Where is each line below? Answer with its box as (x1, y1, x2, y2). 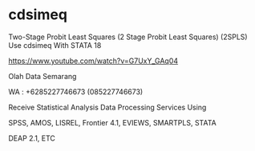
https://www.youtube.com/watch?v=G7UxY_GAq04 (8, 56, 179, 66)
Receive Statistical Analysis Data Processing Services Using (8, 102, 207, 112)
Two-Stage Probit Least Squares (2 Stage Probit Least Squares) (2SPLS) (8, 32, 248, 42)
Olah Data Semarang (8, 71, 77, 81)
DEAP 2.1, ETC (8, 133, 56, 143)
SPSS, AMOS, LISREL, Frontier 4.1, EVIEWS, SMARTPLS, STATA (8, 117, 217, 127)
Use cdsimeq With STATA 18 (8, 40, 102, 50)
